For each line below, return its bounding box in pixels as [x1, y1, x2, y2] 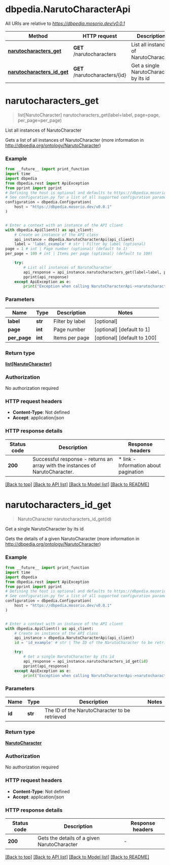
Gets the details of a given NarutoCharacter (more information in [5, 535, 140, 542]
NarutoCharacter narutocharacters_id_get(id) [17, 516, 112, 522]
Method [28, 32, 48, 39]
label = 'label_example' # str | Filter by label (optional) [14, 241, 146, 247]
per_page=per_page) [17, 117, 62, 123]
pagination [118, 468, 144, 475]
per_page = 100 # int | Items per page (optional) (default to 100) [5, 251, 153, 256]
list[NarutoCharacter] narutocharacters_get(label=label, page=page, [17, 112, 160, 118]
